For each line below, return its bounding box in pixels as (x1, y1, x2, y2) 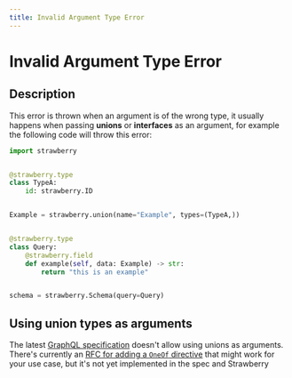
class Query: (9, 242, 58, 252)
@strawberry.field (25, 251, 93, 260)
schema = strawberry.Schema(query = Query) (9, 291, 165, 301)
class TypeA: (9, 179, 58, 188)
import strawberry (9, 146, 77, 156)
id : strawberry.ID (25, 187, 93, 196)
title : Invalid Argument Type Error (9, 12, 145, 22)
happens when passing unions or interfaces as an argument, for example (9, 119, 280, 130)
